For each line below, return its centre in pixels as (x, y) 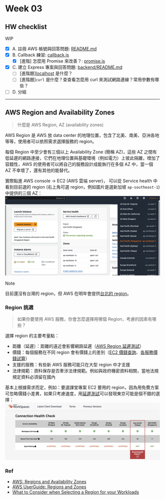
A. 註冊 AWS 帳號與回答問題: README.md (55, 49)
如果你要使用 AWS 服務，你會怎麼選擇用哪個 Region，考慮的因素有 (84, 319)
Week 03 (24, 9)
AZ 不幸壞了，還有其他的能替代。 (39, 170)
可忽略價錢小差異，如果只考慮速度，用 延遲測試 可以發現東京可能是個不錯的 (80, 394)
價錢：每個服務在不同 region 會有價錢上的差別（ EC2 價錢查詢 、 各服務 (83, 352)
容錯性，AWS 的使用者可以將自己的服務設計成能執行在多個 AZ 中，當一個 (79, 164)
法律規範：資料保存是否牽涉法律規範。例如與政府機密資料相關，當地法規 (85, 371)
